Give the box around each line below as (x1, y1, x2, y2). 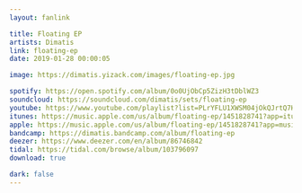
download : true (9, 154, 67, 162)
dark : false (9, 170, 54, 179)
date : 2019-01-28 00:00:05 (9, 55, 111, 64)
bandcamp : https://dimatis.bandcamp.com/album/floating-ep (9, 128, 235, 137)
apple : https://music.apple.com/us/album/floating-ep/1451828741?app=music (9, 120, 299, 129)
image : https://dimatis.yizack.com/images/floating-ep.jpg (9, 71, 235, 80)
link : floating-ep (9, 46, 78, 55)
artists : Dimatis (9, 38, 75, 47)
